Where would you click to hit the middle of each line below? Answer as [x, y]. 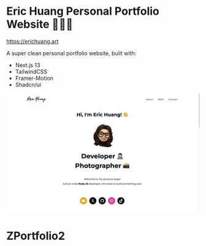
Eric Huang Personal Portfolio [83, 11]
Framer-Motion [34, 78]
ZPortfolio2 [36, 236]
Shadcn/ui [28, 85]
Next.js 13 [28, 65]
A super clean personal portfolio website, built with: [71, 53]
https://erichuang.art [32, 41]
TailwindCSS [31, 71]
